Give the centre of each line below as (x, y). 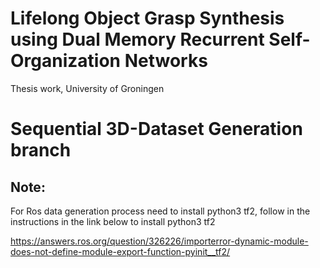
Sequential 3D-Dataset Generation (156, 129)
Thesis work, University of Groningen (87, 88)
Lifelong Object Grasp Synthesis (147, 18)
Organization (65, 61)
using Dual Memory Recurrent (137, 39)
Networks (166, 61)
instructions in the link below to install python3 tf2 (113, 221)
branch (41, 150)
